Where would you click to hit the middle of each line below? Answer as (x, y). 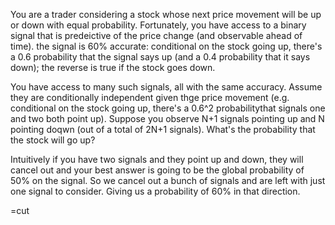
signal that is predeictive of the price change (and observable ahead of (156, 35)
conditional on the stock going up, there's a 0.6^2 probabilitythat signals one (168, 108)
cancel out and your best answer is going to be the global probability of (157, 170)
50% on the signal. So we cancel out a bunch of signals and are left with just (168, 180)
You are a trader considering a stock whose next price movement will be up (166, 14)
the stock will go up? (53, 140)
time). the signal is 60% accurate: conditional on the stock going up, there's (166, 46)
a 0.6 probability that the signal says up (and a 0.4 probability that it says (160, 57)
